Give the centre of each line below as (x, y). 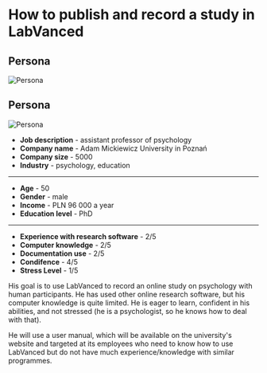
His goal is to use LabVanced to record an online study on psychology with (130, 285)
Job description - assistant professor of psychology (106, 139)
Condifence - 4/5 (48, 261)
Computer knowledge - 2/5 (65, 245)
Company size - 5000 (56, 156)
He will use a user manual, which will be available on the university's (120, 335)
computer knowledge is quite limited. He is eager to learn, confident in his (129, 302)
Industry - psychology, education (75, 165)
